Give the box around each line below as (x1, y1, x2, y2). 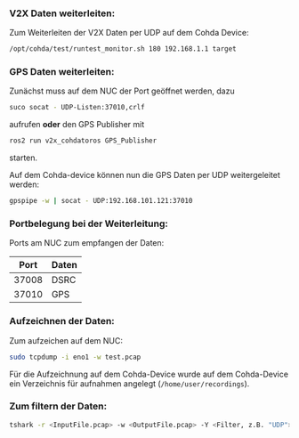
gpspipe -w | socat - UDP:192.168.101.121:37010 (9, 197, 193, 206)
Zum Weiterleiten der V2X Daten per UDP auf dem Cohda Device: (9, 28, 249, 38)
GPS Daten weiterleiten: (9, 66, 115, 78)
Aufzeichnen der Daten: (9, 315, 116, 328)
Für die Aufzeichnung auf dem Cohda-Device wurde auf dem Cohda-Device (9, 369, 289, 379)
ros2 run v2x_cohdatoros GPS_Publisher (9, 136, 158, 145)
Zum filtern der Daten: (9, 400, 108, 412)
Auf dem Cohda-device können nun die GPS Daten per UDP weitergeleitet (9, 170, 280, 181)
